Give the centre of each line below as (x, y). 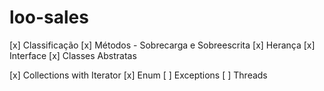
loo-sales (49, 17)
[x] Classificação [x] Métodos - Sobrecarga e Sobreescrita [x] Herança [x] (162, 45)
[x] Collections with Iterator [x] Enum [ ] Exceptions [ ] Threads (138, 75)
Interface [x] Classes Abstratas (73, 55)
